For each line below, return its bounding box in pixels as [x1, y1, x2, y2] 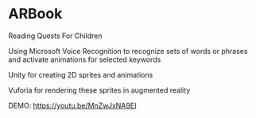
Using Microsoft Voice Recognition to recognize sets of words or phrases [8, 46, 248, 55]
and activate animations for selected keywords [8, 55, 161, 64]
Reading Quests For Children [8, 31, 103, 40]
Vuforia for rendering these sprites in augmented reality [8, 85, 191, 95]
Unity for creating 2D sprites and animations [8, 70, 153, 79]
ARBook [8, 5, 63, 23]
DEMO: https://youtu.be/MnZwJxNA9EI [8, 101, 137, 110]
